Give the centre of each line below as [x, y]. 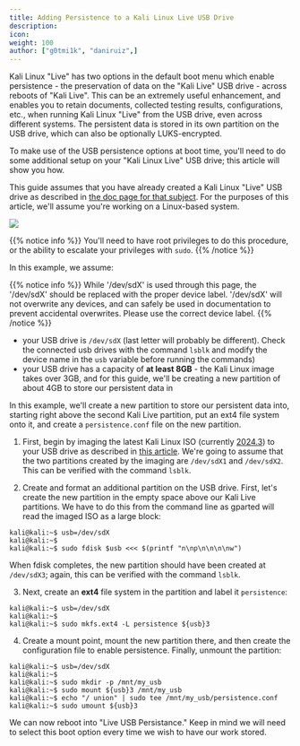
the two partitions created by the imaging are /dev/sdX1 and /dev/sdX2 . [153, 461]
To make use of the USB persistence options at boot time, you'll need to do [148, 151]
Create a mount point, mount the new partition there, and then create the [156, 641]
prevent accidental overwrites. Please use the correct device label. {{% [141, 314]
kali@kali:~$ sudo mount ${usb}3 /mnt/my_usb [95, 690]
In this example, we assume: [61, 268]
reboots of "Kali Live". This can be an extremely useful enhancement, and [145, 96]
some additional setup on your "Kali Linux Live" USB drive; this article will [145, 160]
